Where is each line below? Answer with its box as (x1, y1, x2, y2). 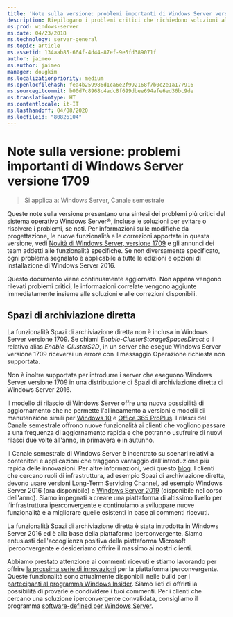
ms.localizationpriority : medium (7, 74, 104, 82)
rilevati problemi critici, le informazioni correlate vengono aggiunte (7, 282, 197, 290)
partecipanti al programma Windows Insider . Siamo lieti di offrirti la (7, 579, 198, 588)
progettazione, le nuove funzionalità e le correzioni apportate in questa (7, 231, 210, 240)
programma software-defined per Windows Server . (7, 602, 154, 610)
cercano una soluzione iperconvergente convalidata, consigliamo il (7, 595, 198, 603)
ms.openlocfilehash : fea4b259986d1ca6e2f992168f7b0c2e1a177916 (7, 81, 194, 88)
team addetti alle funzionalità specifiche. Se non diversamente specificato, (7, 246, 221, 254)
